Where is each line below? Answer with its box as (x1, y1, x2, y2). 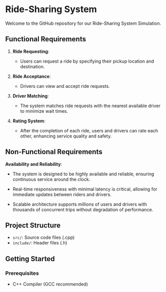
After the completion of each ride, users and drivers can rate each (20, 127, 158, 133)
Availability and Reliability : (5, 161, 62, 167)
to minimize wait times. (20, 108, 68, 114)
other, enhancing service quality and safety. (20, 133, 112, 139)
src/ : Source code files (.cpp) (12, 234, 75, 240)
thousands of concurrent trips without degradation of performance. (12, 206, 153, 213)
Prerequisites (5, 269, 39, 276)
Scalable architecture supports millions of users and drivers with (12, 201, 147, 207)
